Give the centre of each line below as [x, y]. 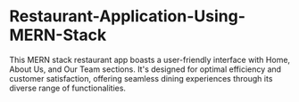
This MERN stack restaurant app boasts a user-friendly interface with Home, [150, 59]
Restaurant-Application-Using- [128, 16]
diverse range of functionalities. [68, 88]
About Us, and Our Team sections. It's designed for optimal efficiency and [145, 69]
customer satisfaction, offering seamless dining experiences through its [141, 78]
